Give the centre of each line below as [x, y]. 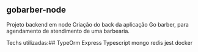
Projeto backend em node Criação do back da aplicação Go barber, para [98, 24]
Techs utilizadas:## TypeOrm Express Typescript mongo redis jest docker [100, 42]
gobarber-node [36, 10]
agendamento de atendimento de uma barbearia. [68, 31]
